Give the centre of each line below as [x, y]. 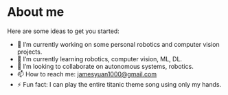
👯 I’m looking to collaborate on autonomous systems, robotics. [105, 66]
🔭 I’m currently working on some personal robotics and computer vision [118, 44]
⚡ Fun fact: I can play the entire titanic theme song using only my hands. [119, 84]
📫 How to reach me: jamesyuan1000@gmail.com [87, 74]
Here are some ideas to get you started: [64, 31]
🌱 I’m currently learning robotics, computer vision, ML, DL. [100, 59]
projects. [30, 52]
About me [36, 12]
